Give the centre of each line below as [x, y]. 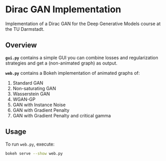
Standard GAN [28, 83]
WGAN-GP [24, 99]
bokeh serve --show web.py [34, 153]
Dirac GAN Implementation [63, 9]
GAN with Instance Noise [39, 105]
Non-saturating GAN [34, 88]
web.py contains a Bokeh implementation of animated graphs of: [72, 73]
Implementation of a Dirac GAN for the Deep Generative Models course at [83, 24]
